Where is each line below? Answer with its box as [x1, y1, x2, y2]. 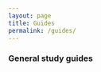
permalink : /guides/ [8, 26, 77, 34]
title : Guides [8, 19, 56, 27]
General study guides [8, 53, 93, 64]
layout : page [8, 11, 52, 20]
